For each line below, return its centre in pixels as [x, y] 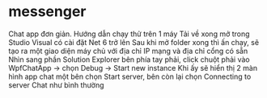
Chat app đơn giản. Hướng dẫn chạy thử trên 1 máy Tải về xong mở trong [129, 34]
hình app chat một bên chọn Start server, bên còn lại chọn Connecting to [130, 76]
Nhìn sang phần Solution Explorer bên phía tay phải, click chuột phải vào [129, 59]
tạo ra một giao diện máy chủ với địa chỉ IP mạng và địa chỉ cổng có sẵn [128, 51]
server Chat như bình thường [56, 85]
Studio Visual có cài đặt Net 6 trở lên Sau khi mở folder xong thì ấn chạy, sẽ [134, 42]
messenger [47, 12]
